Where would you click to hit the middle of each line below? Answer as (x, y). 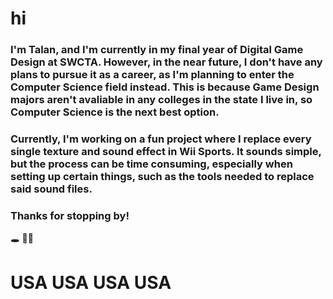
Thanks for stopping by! (70, 215)
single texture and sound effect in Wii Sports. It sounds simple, (166, 152)
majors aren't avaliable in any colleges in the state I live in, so (161, 100)
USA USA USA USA (91, 282)
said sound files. (51, 189)
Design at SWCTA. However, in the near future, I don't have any (166, 62)
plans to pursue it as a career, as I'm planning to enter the (152, 75)
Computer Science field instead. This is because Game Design (165, 87)
